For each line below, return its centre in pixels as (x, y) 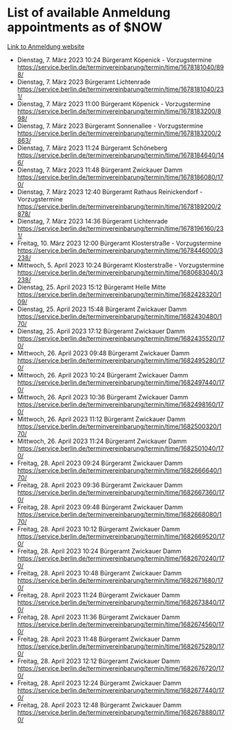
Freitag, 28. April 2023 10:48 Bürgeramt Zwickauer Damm (99, 573)
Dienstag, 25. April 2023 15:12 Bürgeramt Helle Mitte (91, 287)
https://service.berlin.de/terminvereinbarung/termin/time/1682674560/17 (120, 624)
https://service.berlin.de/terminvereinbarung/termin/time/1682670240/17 (121, 558)
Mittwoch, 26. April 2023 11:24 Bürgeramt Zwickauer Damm (102, 441)
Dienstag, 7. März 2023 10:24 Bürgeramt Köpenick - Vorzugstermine (114, 59)
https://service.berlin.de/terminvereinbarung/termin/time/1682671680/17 (120, 580)
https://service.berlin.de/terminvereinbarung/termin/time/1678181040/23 (120, 89)
